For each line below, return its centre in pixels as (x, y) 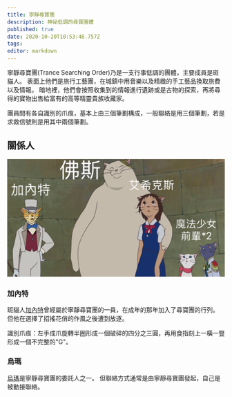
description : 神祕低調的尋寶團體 (51, 22)
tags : (15, 44)
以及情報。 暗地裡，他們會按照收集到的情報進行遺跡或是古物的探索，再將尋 (114, 90)
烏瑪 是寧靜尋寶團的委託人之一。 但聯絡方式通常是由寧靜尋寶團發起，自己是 (114, 378)
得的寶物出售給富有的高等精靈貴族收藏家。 (68, 98)
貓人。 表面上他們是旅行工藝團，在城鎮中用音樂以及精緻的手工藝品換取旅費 (114, 81)
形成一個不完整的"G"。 (40, 342)
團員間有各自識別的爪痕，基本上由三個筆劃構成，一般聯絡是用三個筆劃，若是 (116, 113)
